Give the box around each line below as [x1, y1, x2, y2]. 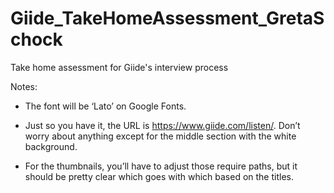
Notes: [10, 80, 38, 92]
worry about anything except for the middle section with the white [24, 130, 297, 142]
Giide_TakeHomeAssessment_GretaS [10, 7, 325, 30]
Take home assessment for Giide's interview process [10, 61, 229, 73]
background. [24, 140, 78, 152]
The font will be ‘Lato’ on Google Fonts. [24, 100, 187, 112]
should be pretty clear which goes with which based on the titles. [24, 170, 294, 182]
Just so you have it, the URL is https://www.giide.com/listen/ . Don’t [24, 119, 301, 131]
